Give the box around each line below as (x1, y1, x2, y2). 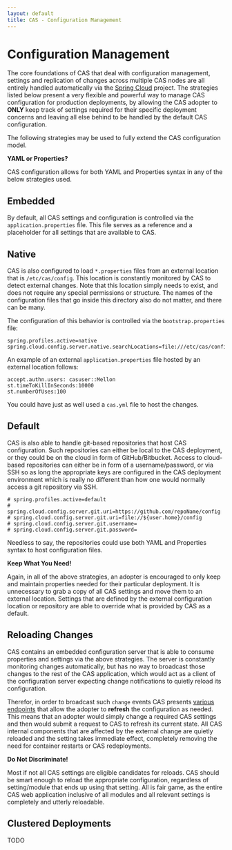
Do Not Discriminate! (7, 755, 68, 763)
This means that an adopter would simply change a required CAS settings (7, 712, 217, 720)
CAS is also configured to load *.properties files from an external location (7, 267, 219, 275)
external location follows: (7, 363, 79, 371)
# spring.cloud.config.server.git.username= (7, 520, 137, 527)
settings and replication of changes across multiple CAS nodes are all (7, 77, 205, 85)
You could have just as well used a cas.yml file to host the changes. (7, 400, 199, 409)
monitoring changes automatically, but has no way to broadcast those (7, 662, 206, 670)
